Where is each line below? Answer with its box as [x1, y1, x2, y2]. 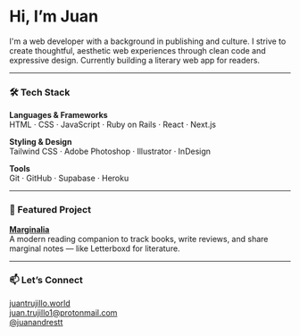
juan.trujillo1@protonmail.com [9, 307, 118, 318]
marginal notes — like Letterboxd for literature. [9, 243, 180, 254]
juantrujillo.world [9, 298, 71, 308]
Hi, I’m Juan [9, 6, 99, 27]
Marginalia [9, 223, 50, 234]
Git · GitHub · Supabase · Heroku [9, 172, 129, 184]
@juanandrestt [9, 316, 63, 327]
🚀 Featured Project [9, 204, 92, 216]
